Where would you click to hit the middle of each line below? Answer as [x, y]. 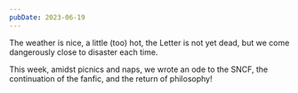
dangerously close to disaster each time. [84, 52]
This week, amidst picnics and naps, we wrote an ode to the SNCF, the [139, 69]
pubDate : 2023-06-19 [48, 17]
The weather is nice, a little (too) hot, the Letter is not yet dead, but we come [149, 43]
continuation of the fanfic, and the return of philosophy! [111, 78]
